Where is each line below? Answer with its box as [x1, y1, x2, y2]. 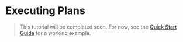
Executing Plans [5, 4, 85, 17]
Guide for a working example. [19, 29, 91, 36]
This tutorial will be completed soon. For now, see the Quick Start [19, 23, 177, 30]
